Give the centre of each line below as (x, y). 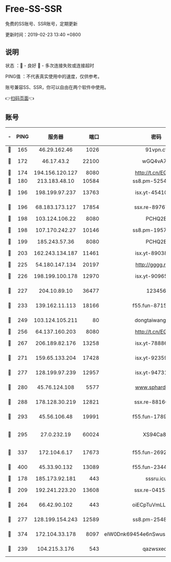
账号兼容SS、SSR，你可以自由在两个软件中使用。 (57, 87)
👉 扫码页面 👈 (20, 98)
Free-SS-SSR (34, 9)
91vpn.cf (156, 150)
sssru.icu (156, 478)
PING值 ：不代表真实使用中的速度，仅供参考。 (54, 76)
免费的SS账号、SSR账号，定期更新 (41, 24)
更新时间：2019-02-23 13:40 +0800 (43, 34)
